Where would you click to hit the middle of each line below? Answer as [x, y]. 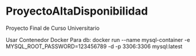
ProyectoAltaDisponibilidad [77, 11]
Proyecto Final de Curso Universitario [53, 28]
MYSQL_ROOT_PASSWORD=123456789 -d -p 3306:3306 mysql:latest [94, 46]
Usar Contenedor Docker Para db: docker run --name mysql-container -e [98, 40]
